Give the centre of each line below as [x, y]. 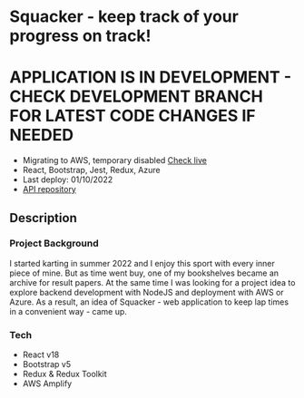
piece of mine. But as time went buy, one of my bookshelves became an [144, 273]
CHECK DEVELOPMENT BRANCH [136, 97]
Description [43, 218]
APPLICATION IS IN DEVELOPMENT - [151, 78]
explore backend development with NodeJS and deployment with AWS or [147, 292]
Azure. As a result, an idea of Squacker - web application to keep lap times [149, 302]
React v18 [41, 354]
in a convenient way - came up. [68, 311]
